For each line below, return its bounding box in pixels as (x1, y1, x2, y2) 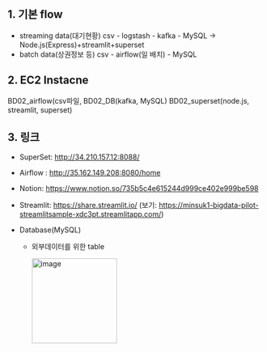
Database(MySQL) (19, 225, 82, 235)
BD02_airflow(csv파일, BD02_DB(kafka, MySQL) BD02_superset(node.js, (7, 95, 250, 105)
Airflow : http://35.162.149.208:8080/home (19, 168, 161, 178)
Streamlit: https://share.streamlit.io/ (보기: (19, 201, 157, 210)
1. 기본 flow (7, 7, 63, 22)
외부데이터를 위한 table (31, 242, 105, 252)
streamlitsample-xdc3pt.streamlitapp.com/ (19, 210, 162, 219)
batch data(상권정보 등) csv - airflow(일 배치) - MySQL (19, 49, 197, 59)
